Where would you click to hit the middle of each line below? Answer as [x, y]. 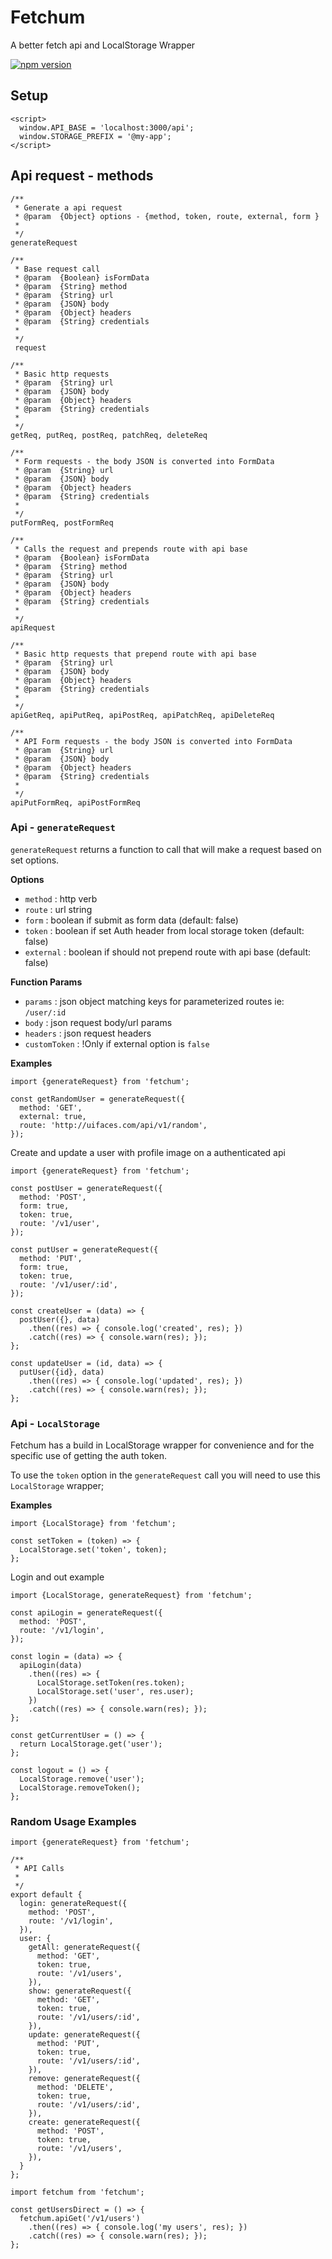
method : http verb [61, 898]
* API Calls [39, 1869]
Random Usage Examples [73, 1822]
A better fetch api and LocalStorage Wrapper [103, 45]
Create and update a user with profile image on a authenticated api [148, 1152]
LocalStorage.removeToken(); [80, 1788]
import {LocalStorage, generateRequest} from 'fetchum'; [131, 1596]
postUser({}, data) [60, 1319]
